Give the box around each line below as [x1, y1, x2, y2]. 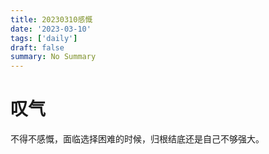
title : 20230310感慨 [10, 14, 93, 25]
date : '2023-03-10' [10, 24, 92, 34]
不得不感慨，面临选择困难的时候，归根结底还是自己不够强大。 [10, 133, 265, 145]
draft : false [10, 42, 65, 53]
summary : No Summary [10, 52, 97, 62]
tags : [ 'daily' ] [10, 33, 78, 43]
